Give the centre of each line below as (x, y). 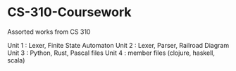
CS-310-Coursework (69, 12)
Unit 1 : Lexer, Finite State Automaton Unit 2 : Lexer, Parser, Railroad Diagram (118, 45)
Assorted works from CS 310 (49, 32)
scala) (16, 60)
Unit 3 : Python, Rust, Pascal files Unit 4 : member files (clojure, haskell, (111, 53)
